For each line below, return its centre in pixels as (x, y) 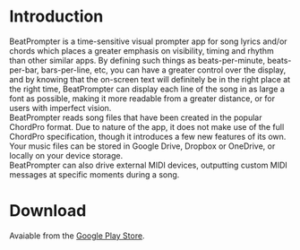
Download (48, 211)
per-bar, (24, 70)
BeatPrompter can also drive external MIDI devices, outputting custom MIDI (149, 165)
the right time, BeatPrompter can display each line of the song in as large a (147, 89)
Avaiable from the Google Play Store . (77, 236)
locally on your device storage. (66, 155)
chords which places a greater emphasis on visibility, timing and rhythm (142, 50)
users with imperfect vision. (60, 108)
